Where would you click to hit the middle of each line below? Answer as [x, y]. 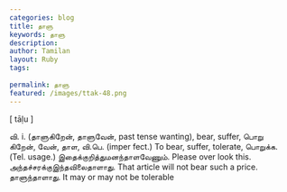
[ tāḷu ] [22, 119]
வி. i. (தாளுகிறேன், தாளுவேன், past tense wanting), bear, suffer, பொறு [136, 136]
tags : [19, 69]
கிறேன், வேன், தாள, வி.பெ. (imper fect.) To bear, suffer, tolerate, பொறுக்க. [143, 146]
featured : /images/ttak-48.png [68, 93]
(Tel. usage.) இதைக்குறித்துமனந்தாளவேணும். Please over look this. [130, 156]
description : [34, 43]
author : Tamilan [40, 51]
